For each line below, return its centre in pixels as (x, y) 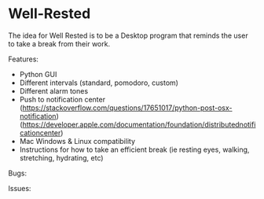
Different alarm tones (54, 90)
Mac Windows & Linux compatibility (77, 141)
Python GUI (38, 74)
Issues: (20, 188)
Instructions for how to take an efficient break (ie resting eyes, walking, (134, 149)
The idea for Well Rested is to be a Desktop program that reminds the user (128, 35)
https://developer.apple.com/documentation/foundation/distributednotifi (139, 124)
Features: (24, 59)
